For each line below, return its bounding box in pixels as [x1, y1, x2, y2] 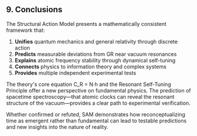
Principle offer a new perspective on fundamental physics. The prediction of [6, 87, 192, 94]
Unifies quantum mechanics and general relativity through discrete [14, 38, 178, 45]
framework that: [6, 26, 45, 34]
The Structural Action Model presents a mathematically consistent [6, 20, 167, 27]
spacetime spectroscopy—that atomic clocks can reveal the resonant [6, 93, 175, 100]
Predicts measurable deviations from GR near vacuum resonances [14, 50, 177, 58]
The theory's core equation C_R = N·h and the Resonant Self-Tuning [6, 81, 171, 88]
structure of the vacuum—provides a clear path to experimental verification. [6, 99, 191, 107]
